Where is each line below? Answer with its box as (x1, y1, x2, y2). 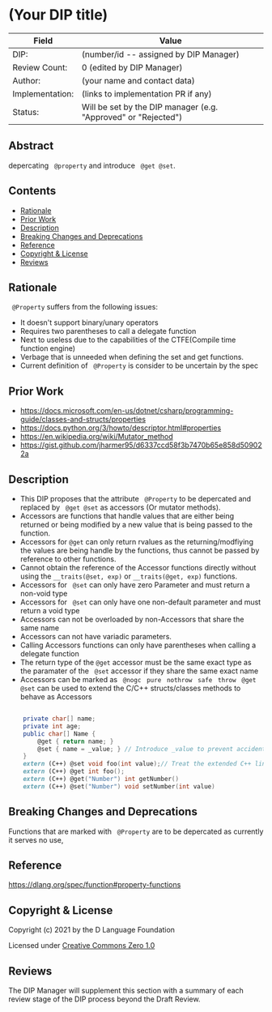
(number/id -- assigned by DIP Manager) (81, 49, 240, 60)
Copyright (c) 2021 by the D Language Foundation (8, 925, 176, 935)
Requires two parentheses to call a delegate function (19, 327, 197, 336)
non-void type (19, 589, 68, 598)
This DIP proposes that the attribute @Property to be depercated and (19, 494, 252, 503)
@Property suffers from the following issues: (11, 302, 158, 312)
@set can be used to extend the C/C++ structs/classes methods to (19, 683, 241, 693)
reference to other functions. (19, 554, 117, 564)
